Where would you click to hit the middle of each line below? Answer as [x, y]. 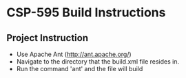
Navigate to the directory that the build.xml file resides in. [98, 62]
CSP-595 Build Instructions [86, 13]
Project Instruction [48, 38]
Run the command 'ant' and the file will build [80, 69]
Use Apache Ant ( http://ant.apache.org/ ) [74, 54]
